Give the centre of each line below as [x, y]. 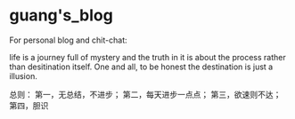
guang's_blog [61, 16]
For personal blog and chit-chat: [68, 40]
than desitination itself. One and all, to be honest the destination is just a [141, 67]
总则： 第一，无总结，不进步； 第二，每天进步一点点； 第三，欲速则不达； [145, 94]
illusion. [23, 75]
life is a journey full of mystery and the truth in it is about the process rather [148, 57]
